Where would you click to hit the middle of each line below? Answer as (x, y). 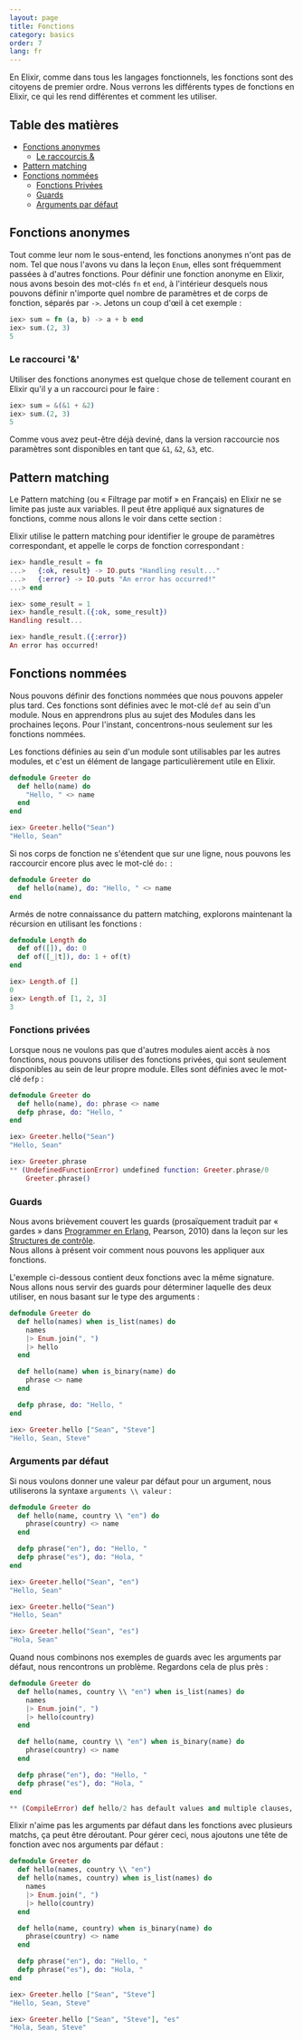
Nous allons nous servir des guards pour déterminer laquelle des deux (141, 1288)
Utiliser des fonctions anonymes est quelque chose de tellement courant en (150, 379)
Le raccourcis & (65, 156)
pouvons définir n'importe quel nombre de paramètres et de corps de (139, 293)
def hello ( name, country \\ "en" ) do (89, 1516)
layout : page (34, 18)
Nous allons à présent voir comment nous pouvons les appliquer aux (137, 1250)
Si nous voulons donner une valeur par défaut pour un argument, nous (140, 1480)
